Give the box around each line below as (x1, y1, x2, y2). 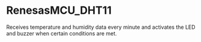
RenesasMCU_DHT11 (6, 4, 112, 17)
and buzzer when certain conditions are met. (6, 29, 117, 37)
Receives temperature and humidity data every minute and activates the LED (6, 23, 196, 31)
